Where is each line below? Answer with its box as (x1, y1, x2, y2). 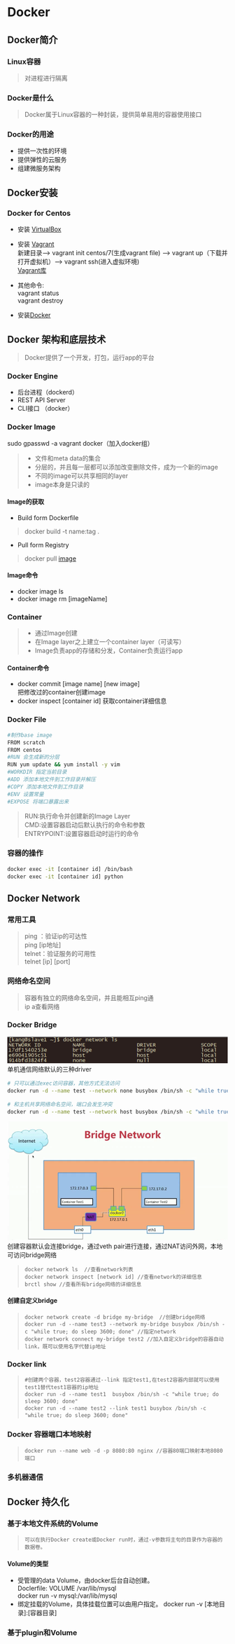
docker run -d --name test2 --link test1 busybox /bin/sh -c (24, 1405, 207, 1412)
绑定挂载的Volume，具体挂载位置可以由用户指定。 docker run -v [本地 (17, 1600, 219, 1608)
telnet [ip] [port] (24, 957, 71, 966)
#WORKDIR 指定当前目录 (7, 769, 67, 776)
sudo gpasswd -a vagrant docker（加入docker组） (7, 439, 154, 447)
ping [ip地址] (24, 940, 62, 950)
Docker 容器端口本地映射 (7, 1430, 92, 1439)
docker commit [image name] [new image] (17, 680, 140, 688)
